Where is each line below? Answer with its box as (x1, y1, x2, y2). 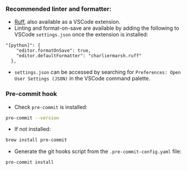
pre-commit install (5, 160, 54, 166)
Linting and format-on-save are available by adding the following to (14, 24, 179, 32)
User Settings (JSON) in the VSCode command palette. (14, 75, 151, 82)
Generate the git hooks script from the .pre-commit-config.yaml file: (14, 148, 182, 155)
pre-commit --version (5, 115, 60, 121)
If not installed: (14, 126, 51, 133)
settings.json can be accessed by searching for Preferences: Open (14, 69, 181, 76)
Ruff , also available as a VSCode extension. (14, 18, 121, 26)
